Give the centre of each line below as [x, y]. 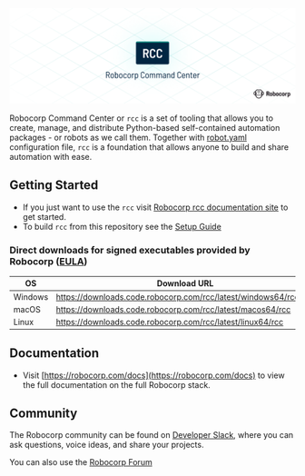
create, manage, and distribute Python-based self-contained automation [145, 127]
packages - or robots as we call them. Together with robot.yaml [128, 137]
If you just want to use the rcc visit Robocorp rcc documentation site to [155, 207]
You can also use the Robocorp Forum [81, 462]
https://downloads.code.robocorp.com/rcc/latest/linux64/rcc [170, 322]
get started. [44, 216]
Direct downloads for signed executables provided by [130, 250]
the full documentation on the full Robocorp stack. [116, 384]
